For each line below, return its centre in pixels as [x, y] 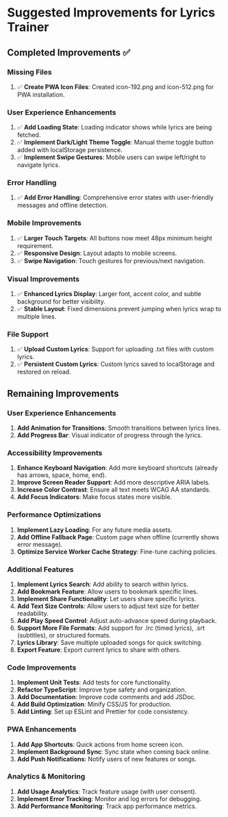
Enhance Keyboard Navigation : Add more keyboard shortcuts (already [117, 468]
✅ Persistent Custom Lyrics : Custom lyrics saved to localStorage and [116, 364]
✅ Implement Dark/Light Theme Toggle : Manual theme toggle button [115, 143]
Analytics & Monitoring [46, 777]
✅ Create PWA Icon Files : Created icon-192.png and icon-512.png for [115, 86]
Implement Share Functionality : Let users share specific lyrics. [106, 598]
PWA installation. [41, 95]
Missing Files [30, 72]
